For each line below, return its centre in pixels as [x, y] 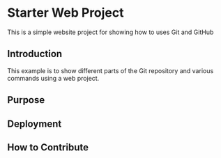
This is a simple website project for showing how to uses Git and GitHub [110, 32]
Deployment [35, 124]
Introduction [35, 54]
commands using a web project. [53, 78]
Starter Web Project [66, 13]
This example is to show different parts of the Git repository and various [110, 70]
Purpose [26, 100]
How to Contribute [48, 147]
